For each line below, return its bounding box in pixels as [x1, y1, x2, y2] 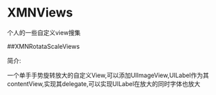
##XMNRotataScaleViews [7, 42, 80, 50]
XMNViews [7, 5, 74, 21]
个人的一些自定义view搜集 [7, 28, 81, 36]
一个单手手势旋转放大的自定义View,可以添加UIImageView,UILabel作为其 [7, 71, 210, 79]
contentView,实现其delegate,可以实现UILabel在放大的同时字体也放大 [7, 79, 201, 87]
